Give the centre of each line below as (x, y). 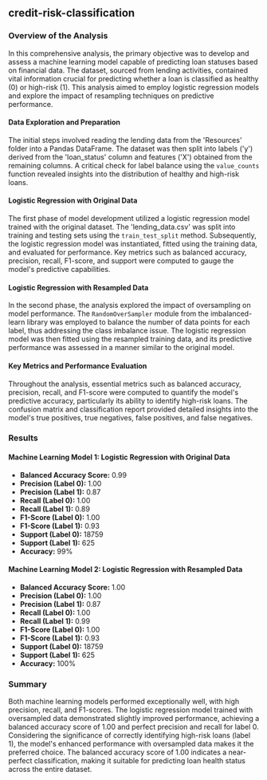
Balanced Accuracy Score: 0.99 (73, 475)
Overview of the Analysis (58, 36)
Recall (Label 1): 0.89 (55, 509)
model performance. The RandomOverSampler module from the (109, 313)
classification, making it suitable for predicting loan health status (139, 761)
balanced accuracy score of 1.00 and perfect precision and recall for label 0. (133, 727)
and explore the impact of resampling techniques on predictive (111, 96)
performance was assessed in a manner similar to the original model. (122, 348)
